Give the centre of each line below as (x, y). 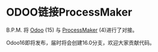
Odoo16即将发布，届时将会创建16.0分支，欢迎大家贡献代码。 (80, 42)
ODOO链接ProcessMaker (69, 12)
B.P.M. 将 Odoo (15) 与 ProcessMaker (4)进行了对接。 (72, 30)
